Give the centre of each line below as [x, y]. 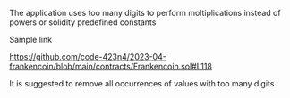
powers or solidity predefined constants [83, 22]
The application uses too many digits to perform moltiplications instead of [145, 13]
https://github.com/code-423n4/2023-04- [88, 57]
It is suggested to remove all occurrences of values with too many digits [142, 83]
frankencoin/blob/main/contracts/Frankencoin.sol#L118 [111, 66]
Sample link [30, 40]
